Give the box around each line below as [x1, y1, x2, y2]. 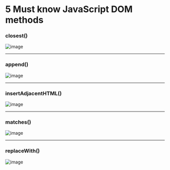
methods [5, 14, 44, 26]
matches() [5, 119, 31, 126]
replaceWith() [5, 147, 40, 154]
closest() [5, 32, 28, 39]
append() [5, 61, 29, 68]
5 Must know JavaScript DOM [5, 4, 133, 15]
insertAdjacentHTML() [5, 90, 62, 97]
